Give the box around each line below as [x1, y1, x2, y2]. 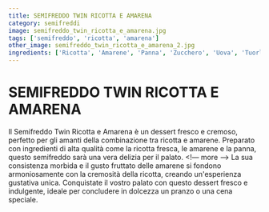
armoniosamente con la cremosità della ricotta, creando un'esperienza [8, 169, 242, 178]
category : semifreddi [8, 19, 81, 27]
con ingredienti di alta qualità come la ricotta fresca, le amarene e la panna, [8, 143, 257, 153]
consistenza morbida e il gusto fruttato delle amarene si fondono [8, 161, 222, 170]
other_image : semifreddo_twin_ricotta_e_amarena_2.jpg [8, 42, 195, 50]
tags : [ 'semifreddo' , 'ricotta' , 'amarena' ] [8, 34, 159, 42]
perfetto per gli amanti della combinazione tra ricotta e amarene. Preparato [8, 135, 255, 145]
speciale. [8, 194, 38, 204]
